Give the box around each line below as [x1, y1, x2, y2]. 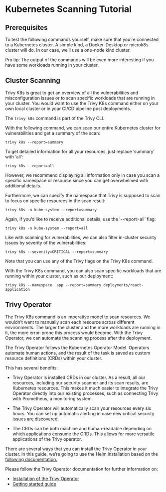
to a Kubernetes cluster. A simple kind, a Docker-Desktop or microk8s [5, 42, 149, 48]
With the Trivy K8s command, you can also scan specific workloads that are [5, 267, 162, 273]
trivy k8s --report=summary [5, 139, 64, 145]
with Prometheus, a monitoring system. [12, 395, 93, 401]
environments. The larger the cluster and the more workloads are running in [5, 324, 161, 330]
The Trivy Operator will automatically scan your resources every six [12, 405, 152, 411]
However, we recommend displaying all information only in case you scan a [5, 172, 160, 178]
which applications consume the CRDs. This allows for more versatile [12, 431, 155, 437]
